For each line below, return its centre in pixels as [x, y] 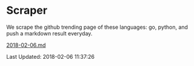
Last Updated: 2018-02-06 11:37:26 [51, 56]
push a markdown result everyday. [49, 33]
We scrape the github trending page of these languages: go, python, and [97, 27]
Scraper [27, 10]
